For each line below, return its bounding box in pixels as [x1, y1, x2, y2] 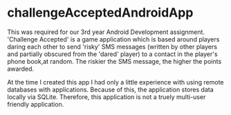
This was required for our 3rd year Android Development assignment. [7, 28, 205, 36]
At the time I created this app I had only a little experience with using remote [7, 78, 224, 86]
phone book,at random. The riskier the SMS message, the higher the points [7, 57, 222, 65]
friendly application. [7, 100, 64, 108]
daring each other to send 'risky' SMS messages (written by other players [7, 42, 218, 51]
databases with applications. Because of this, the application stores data [7, 85, 214, 94]
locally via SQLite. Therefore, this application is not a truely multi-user [7, 92, 206, 101]
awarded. [7, 64, 35, 73]
